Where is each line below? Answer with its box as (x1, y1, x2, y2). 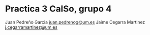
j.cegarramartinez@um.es (5, 24, 58, 30)
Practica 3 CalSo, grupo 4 (5, 3, 112, 14)
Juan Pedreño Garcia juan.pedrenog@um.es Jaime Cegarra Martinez (5, 19, 145, 25)
